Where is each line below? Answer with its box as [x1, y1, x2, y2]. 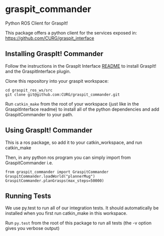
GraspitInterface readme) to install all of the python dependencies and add [5, 106, 159, 112]
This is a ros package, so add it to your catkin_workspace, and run [5, 139, 142, 145]
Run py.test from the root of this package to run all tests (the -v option [5, 220, 152, 226]
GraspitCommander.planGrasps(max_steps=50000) [5, 178, 104, 183]
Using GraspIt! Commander [5, 126, 93, 135]
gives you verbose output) [5, 225, 60, 231]
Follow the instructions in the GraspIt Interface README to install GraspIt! [5, 63, 156, 69]
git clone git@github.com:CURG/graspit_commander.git [5, 92, 120, 97]
